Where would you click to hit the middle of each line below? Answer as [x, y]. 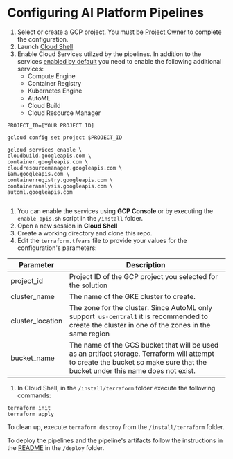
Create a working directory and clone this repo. [85, 233]
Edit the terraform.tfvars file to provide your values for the [102, 240]
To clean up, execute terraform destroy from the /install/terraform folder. [116, 426]
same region [89, 334]
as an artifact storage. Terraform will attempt [142, 353]
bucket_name [33, 358]
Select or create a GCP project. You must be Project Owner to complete [119, 32]
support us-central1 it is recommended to [138, 316]
